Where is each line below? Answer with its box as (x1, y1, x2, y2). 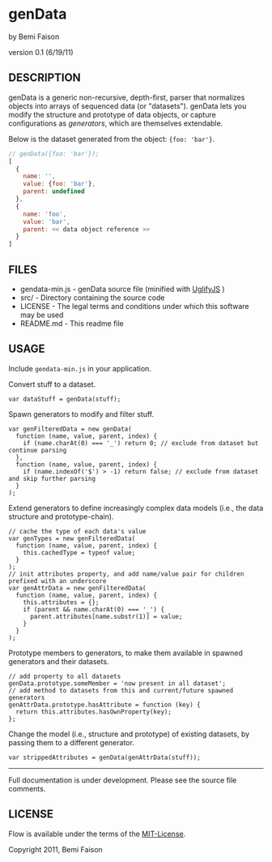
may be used (19, 310, 64, 319)
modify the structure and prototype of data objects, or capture (8, 109, 216, 119)
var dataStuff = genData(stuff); (8, 395, 121, 403)
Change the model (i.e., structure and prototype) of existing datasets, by (8, 729, 250, 739)
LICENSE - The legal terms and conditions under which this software (19, 301, 249, 311)
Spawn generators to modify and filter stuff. (8, 409, 155, 418)
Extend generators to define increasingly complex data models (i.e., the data (8, 503, 264, 512)
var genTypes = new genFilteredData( (8, 534, 136, 543)
